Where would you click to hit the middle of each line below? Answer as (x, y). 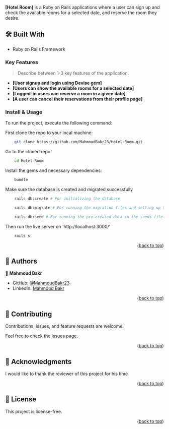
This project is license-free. (34, 411)
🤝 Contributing (29, 314)
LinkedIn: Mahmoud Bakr (38, 288)
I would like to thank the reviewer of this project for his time (67, 374)
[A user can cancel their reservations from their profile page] (77, 99)
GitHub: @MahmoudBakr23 (41, 283)
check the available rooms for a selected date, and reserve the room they (81, 13)
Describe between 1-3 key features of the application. (73, 73)
